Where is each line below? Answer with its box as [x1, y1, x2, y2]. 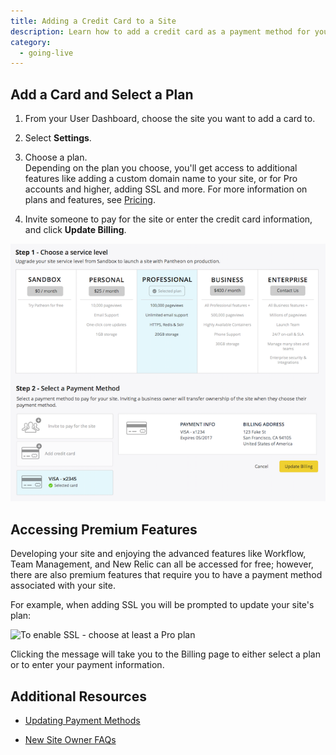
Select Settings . [24, 132, 92, 144]
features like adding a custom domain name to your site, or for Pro [24, 173, 298, 185]
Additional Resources [10, 688, 147, 705]
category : [10, 37, 52, 47]
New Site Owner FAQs [24, 734, 117, 746]
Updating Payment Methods [24, 715, 141, 727]
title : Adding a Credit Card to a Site [10, 16, 177, 26]
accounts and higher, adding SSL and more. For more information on [24, 183, 308, 195]
